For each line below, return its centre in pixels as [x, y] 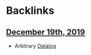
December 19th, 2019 [46, 32]
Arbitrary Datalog [35, 46]
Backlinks [30, 11]
